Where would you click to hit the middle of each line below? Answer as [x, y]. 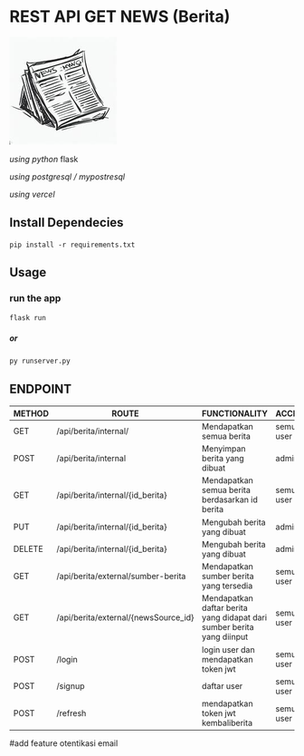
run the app [35, 298]
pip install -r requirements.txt [72, 245]
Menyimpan [224, 449]
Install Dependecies [66, 223]
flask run [28, 318]
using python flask [44, 159]
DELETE [28, 549]
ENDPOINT [41, 388]
